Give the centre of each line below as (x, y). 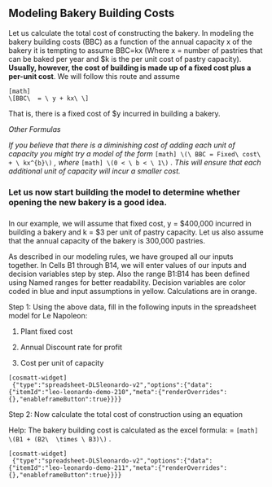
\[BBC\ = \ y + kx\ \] (49, 98)
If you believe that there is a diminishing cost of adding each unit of (122, 145)
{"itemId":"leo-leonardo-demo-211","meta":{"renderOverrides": (118, 467)
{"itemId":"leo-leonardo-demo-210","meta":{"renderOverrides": (118, 392)
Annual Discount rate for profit (71, 347)
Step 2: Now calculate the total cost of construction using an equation (125, 414)
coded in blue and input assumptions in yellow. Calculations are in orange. (133, 291)
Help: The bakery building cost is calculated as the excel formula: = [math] (134, 430)
